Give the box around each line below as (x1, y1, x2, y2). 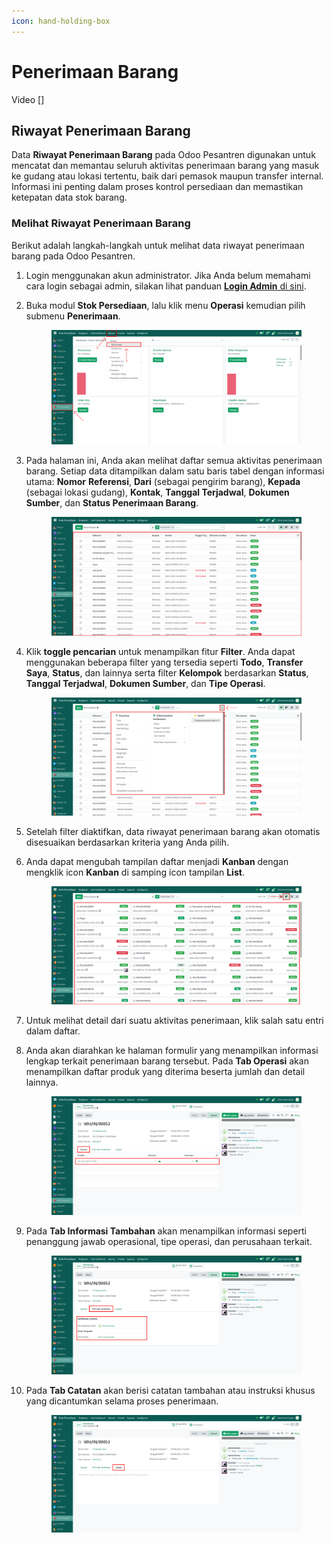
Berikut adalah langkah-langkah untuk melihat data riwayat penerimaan (11, 239, 305, 251)
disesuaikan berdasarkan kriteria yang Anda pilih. (25, 836, 230, 848)
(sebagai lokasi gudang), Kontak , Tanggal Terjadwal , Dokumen (25, 486, 290, 498)
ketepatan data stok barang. (11, 191, 128, 204)
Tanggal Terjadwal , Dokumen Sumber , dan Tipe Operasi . (25, 677, 266, 689)
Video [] (11, 93, 45, 105)
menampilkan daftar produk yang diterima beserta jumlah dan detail (25, 1066, 306, 1078)
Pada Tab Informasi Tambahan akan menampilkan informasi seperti (25, 1225, 307, 1237)
